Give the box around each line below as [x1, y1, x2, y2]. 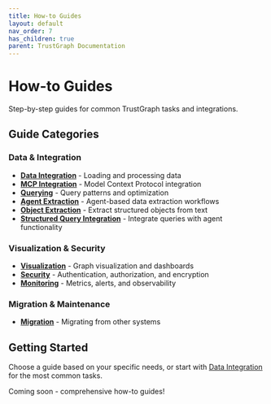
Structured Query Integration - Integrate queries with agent [20, 213, 223, 224]
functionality [20, 222, 63, 232]
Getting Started [8, 341, 89, 354]
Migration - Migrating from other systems [20, 317, 161, 327]
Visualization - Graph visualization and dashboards [20, 261, 194, 271]
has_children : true [8, 34, 75, 43]
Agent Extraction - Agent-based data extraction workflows [20, 196, 220, 206]
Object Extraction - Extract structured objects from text [20, 205, 208, 215]
